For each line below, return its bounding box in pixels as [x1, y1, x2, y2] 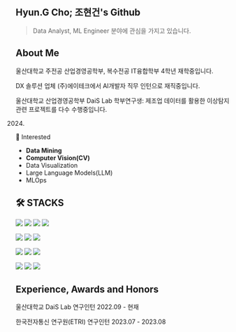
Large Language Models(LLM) [25, 168, 113, 177]
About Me [15, 48, 59, 59]
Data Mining [25, 146, 62, 154]
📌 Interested [15, 132, 51, 141]
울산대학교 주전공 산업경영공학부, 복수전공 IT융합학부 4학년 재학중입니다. [15, 66, 214, 75]
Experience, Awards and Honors [15, 283, 159, 295]
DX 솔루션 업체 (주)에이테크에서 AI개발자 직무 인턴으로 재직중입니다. [15, 81, 200, 89]
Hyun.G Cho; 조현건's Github [15, 6, 141, 19]
